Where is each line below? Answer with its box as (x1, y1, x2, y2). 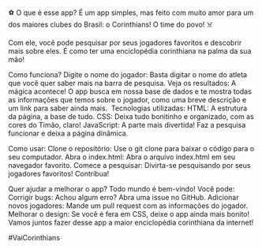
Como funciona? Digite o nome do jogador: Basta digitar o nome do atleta (8, 70, 247, 79)
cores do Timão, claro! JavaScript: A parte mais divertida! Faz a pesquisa (8, 121, 246, 129)
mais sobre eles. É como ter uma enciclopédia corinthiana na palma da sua (8, 46, 252, 55)
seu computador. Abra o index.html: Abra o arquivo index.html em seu (8, 152, 236, 162)
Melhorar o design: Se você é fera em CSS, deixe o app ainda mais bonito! (8, 210, 250, 218)
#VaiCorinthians (8, 233, 61, 242)
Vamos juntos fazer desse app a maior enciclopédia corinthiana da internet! (8, 217, 254, 227)
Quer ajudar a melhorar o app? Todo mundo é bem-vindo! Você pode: (8, 184, 235, 193)
